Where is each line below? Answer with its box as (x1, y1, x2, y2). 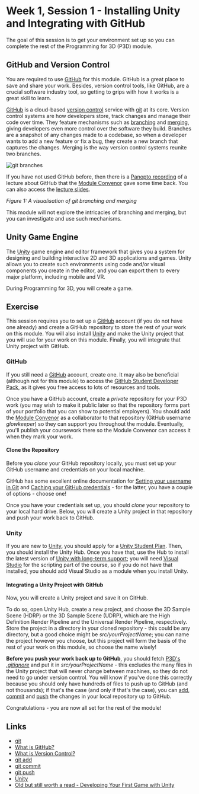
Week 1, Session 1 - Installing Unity (6, 4, 181, 18)
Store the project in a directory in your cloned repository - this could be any (6, 624, 191, 632)
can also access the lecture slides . (6, 186, 91, 193)
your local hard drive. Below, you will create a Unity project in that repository (6, 508, 192, 515)
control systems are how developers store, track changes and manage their (6, 112, 191, 119)
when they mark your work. (6, 433, 73, 440)
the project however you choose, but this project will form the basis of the (6, 637, 187, 645)
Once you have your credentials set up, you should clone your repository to (6, 501, 190, 508)
